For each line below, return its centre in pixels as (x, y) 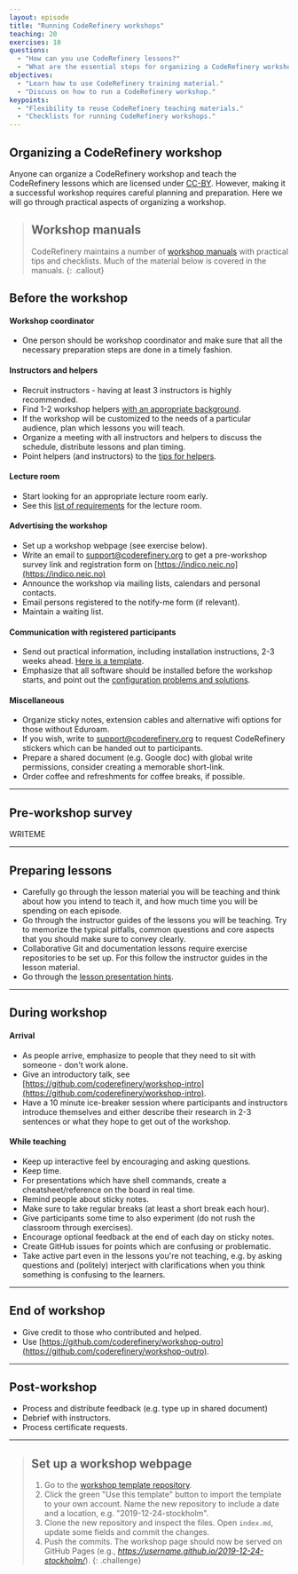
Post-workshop (53, 1387)
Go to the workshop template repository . (118, 1485)
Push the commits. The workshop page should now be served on (163, 1542)
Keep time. (42, 1171)
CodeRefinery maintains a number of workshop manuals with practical (160, 251)
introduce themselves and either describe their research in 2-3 (137, 1111)
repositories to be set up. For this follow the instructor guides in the (145, 957)
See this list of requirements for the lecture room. (112, 505)
